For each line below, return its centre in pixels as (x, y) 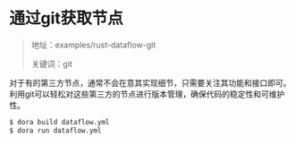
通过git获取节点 (66, 18)
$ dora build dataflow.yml (59, 122)
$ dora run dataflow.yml (55, 131)
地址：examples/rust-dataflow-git (93, 45)
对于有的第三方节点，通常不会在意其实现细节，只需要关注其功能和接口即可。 (150, 82)
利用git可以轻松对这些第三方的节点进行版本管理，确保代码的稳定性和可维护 (147, 94)
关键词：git (52, 64)
